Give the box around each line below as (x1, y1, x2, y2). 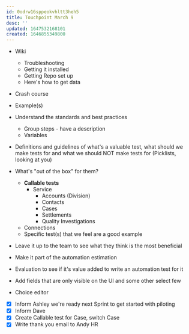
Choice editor (14, 289, 49, 296)
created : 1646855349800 (6, 31, 66, 37)
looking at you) (14, 156, 52, 163)
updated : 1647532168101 (6, 25, 66, 32)
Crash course (14, 90, 49, 97)
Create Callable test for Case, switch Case (14, 314, 120, 321)
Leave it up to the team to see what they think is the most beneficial (14, 242, 182, 250)
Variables (23, 132, 47, 139)
